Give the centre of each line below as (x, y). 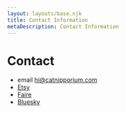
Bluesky (28, 102)
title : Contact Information (48, 20)
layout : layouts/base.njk (44, 14)
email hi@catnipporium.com (57, 80)
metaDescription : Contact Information (63, 26)
